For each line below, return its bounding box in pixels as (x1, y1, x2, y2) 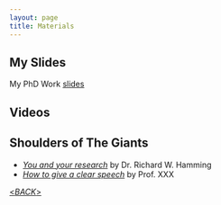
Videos (9, 104, 51, 120)
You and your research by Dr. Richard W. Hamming (22, 159, 212, 170)
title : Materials (9, 22, 75, 31)
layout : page (9, 13, 59, 22)
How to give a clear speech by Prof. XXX (22, 168, 174, 180)
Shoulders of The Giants (9, 136, 149, 151)
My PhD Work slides (9, 78, 85, 90)
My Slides (9, 55, 67, 70)
